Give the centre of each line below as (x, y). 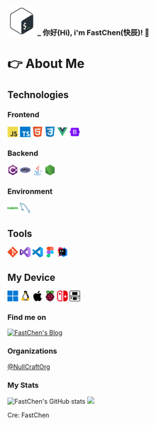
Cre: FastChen (28, 415)
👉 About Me (46, 64)
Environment (30, 192)
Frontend (23, 115)
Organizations (32, 351)
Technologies (38, 95)
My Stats (23, 385)
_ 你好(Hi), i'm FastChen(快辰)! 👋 (94, 33)
